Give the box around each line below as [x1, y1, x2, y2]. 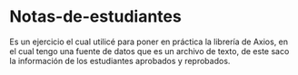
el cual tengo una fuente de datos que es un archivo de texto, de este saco [9, 45, 290, 56]
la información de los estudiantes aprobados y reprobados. [9, 55, 231, 66]
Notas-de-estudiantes [9, 6, 182, 27]
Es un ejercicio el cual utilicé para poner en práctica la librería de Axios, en [9, 36, 289, 47]
